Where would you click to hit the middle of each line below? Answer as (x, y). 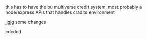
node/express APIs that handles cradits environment (60, 12)
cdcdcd (13, 32)
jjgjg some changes (26, 22)
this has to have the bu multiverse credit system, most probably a (74, 7)
